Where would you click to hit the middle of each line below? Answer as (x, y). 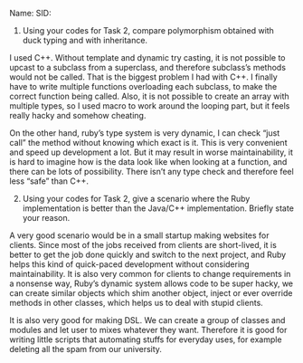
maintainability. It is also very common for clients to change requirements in (150, 274)
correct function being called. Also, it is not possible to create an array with (149, 96)
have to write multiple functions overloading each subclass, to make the (143, 86)
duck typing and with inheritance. (85, 40)
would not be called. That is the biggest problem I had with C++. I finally (143, 77)
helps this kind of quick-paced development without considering (130, 264)
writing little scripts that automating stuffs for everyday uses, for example (146, 339)
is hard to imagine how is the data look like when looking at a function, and (148, 162)
